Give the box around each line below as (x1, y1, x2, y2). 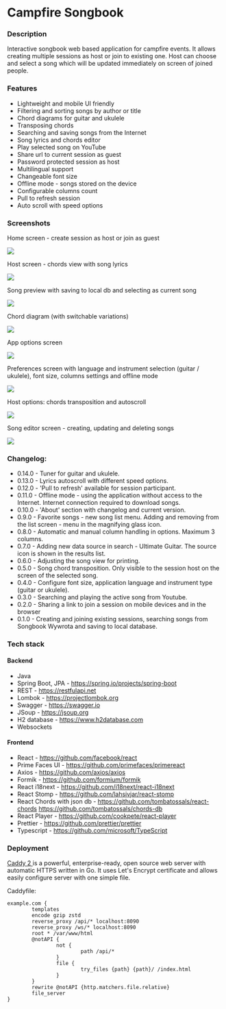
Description (7, 29, 47, 39)
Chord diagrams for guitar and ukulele (16, 114, 125, 122)
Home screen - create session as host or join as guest (7, 234, 160, 242)
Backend (7, 656, 33, 664)
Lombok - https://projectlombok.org (16, 693, 118, 701)
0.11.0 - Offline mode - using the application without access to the (16, 491, 203, 499)
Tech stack (7, 639, 45, 649)
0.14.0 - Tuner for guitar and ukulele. (16, 469, 120, 477)
